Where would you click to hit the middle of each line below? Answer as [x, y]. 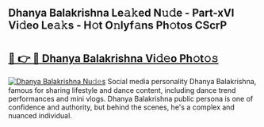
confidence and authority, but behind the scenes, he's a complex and [122, 107]
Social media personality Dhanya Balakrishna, [182, 81]
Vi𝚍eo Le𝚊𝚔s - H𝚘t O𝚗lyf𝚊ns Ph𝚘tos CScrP [118, 26]
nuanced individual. [40, 115]
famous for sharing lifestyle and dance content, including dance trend [122, 90]
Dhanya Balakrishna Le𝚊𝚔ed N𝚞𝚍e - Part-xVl [121, 13]
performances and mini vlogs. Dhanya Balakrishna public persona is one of [131, 99]
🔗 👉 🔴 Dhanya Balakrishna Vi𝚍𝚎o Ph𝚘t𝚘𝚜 [114, 58]
